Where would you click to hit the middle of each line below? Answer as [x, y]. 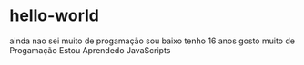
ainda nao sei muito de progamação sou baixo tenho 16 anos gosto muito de [152, 41]
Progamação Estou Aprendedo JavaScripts [90, 50]
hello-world [55, 16]
